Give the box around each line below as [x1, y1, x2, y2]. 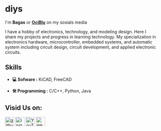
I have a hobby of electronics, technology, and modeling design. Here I [5, 29, 146, 34]
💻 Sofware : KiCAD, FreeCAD [12, 76, 72, 82]
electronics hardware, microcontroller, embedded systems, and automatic [5, 39, 153, 44]
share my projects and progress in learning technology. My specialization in [5, 34, 156, 40]
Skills [5, 63, 22, 72]
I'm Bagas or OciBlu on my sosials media [5, 19, 87, 25]
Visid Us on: [5, 104, 43, 112]
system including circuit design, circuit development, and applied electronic [5, 44, 156, 50]
